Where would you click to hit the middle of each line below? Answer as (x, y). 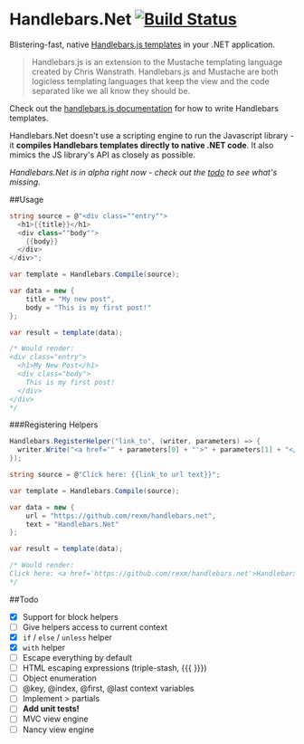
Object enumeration (60, 678)
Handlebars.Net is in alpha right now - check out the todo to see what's (143, 172)
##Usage (27, 199)
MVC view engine (55, 719)
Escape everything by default (77, 658)
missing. (25, 182)
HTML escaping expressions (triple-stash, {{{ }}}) (114, 668)
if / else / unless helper (67, 637)
